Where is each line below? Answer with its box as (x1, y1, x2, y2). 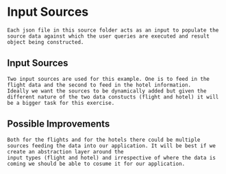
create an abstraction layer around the (7, 148, 125, 155)
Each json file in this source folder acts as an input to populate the (7, 27, 219, 34)
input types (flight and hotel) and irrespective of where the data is (7, 154, 216, 161)
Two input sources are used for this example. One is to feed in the (7, 75, 210, 82)
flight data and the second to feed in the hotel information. (7, 82, 192, 88)
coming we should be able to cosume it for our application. (7, 160, 186, 167)
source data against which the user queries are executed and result (7, 32, 210, 40)
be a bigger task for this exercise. (7, 99, 115, 106)
